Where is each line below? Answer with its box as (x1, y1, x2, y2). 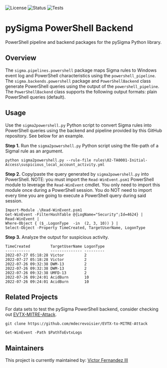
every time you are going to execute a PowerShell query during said (5, 192, 146, 198)
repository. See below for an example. (5, 133, 84, 139)
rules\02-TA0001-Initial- (93, 157, 148, 163)
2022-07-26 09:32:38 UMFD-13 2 (5, 270, 87, 275)
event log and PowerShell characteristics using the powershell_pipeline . (5, 72, 156, 78)
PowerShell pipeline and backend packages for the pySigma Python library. (5, 39, 162, 45)
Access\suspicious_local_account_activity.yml (5, 162, 105, 167)
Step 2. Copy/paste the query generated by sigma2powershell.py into (5, 171, 149, 177)
